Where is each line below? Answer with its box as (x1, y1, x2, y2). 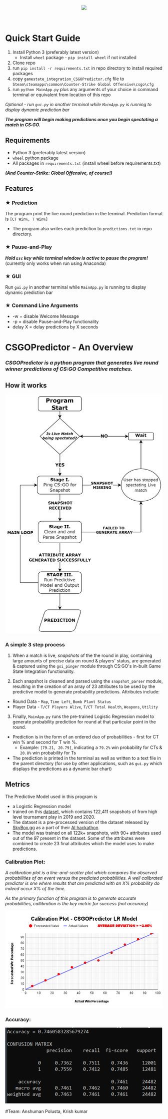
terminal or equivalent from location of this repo (12, 92, 111, 98)
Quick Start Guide (5, 33, 81, 44)
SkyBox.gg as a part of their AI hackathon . (12, 824, 100, 831)
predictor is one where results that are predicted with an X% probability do (5, 880, 160, 886)
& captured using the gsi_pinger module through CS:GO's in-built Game (12, 663, 161, 669)
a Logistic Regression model (12, 803, 71, 809)
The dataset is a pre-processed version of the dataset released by (12, 819, 149, 825)
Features (5, 184, 33, 193)
